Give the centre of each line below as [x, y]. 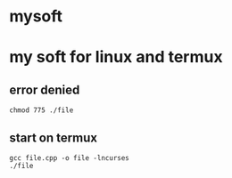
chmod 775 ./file [41, 110]
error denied [45, 89]
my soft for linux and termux [116, 57]
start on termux [54, 138]
